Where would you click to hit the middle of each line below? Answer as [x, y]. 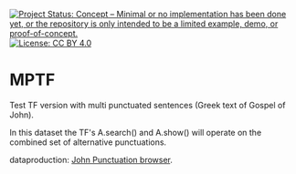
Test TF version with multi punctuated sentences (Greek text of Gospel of [148, 105]
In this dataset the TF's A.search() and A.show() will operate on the [136, 132]
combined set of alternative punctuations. [88, 142]
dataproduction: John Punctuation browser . [91, 159]
